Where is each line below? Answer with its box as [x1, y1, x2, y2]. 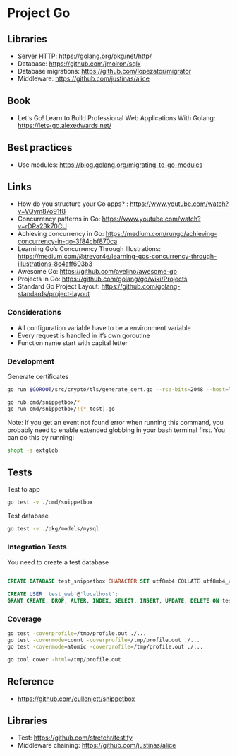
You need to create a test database [7, 558, 109, 566]
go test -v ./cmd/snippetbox [7, 499, 93, 506]
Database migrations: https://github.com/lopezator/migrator [17, 67, 192, 75]
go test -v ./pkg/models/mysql [7, 525, 99, 533]
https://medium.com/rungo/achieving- [105, 230, 217, 238]
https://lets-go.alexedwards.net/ [17, 121, 111, 129]
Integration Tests [7, 542, 67, 552]
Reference [7, 675, 54, 687]
